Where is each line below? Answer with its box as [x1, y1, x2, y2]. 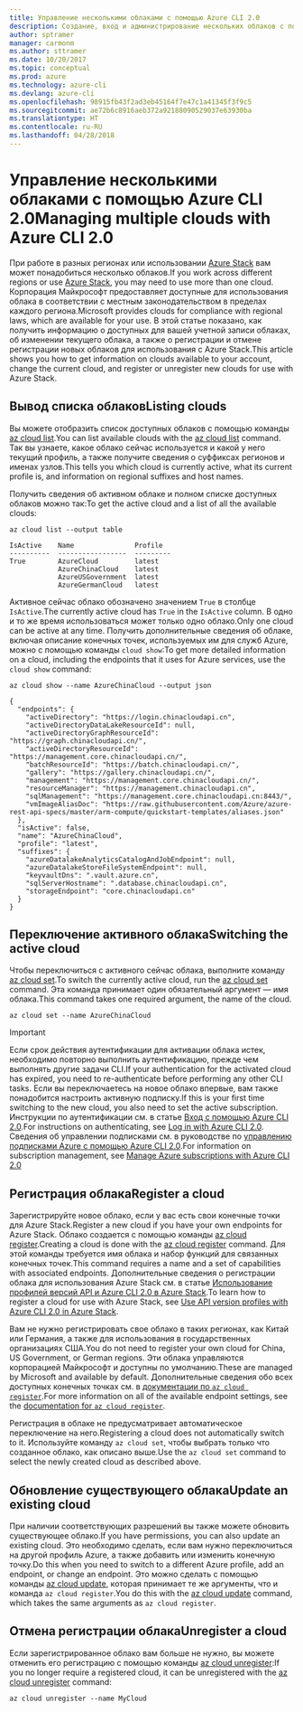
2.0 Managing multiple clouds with [9, 209, 271, 229]
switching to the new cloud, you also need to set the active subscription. [9, 1102, 279, 1113]
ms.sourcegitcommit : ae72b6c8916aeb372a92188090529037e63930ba [9, 106, 252, 115]
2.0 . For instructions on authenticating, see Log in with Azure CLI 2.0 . [9, 1122, 264, 1133]
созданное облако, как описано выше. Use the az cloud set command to [9, 1447, 287, 1458]
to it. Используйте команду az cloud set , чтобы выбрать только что [9, 1437, 271, 1448]
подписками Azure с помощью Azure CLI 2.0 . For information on [9, 1141, 252, 1152]
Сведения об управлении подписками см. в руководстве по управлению [9, 1131, 292, 1142]
